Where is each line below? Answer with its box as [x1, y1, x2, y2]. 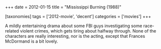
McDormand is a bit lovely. [5, 38, 58, 44]
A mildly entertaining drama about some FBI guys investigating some [5, 23, 143, 29]
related [5, 28, 19, 33]
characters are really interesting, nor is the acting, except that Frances [5, 33, 145, 39]
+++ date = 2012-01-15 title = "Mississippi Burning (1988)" [5, 4, 122, 10]
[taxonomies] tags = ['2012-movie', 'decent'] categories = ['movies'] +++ [5, 14, 151, 19]
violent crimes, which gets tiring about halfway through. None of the [20, 28, 157, 33]
